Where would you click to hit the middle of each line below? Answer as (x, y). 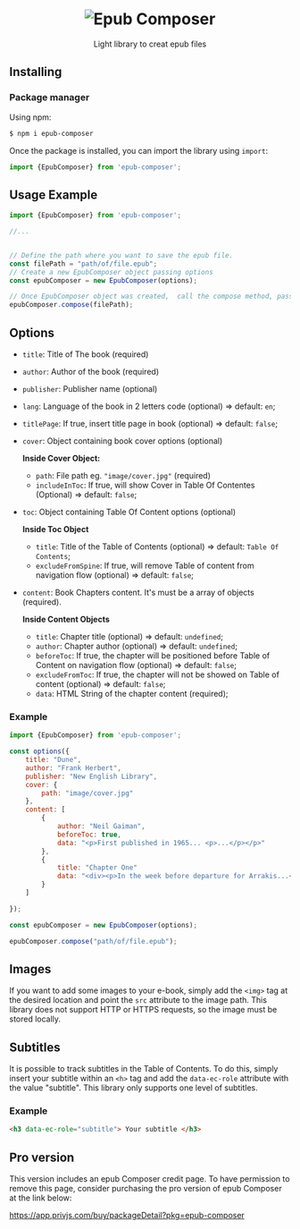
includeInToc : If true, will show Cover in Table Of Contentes (145, 485)
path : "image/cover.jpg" (87, 793)
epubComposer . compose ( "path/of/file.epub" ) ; (93, 941)
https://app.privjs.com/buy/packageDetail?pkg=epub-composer (127, 1216)
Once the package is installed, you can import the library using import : (139, 150)
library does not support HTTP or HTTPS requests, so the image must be (143, 1010)
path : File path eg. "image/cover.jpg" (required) (123, 475)
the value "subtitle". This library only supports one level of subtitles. (134, 1088)
